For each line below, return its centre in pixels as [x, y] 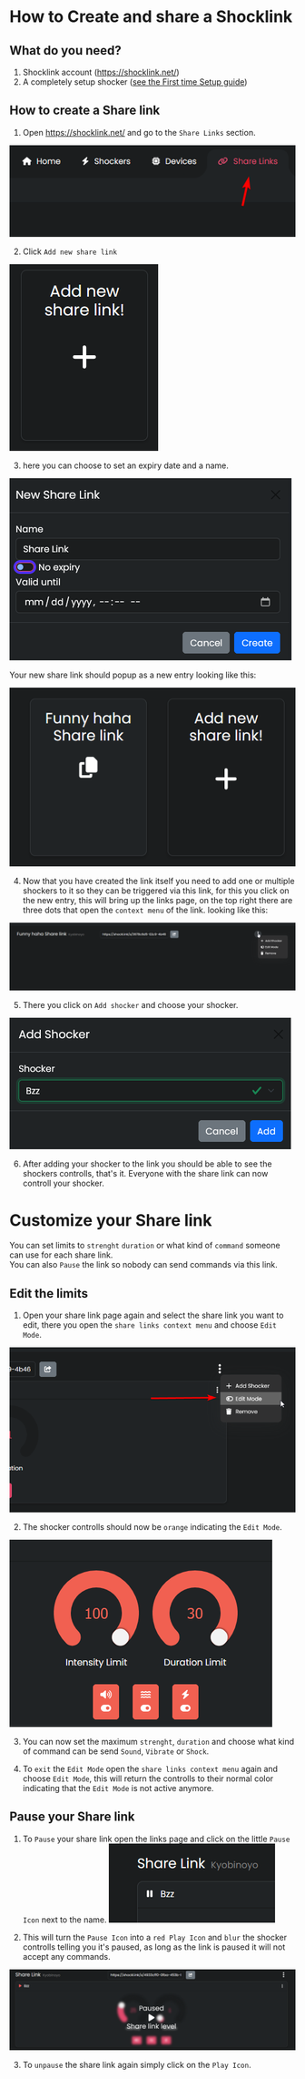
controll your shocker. [63, 1183]
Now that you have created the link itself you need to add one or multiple [158, 881]
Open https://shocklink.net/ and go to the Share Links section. [139, 132]
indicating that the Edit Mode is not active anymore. [118, 1788]
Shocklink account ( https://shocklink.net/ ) [101, 72]
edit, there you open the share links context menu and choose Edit [149, 1325]
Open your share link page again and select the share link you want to [153, 1315]
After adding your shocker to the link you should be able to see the [147, 1164]
